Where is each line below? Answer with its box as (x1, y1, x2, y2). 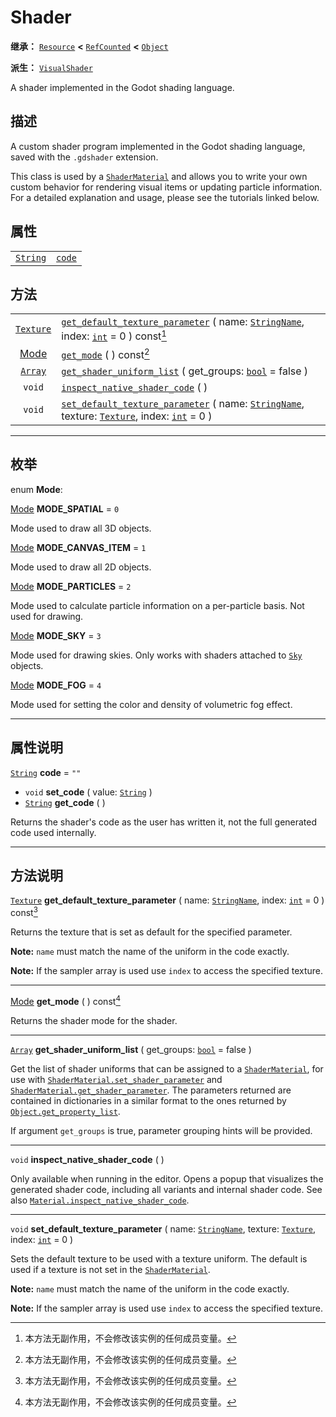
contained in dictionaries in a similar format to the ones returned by (10, 1094, 287, 1106)
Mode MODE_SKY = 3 (10, 629, 102, 641)
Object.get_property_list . (10, 1105, 121, 1117)
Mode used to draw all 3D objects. (10, 522, 152, 534)
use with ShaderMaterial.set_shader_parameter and (10, 1073, 223, 1085)
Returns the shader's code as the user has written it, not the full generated (10, 816, 318, 828)
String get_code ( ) (24, 796, 106, 808)
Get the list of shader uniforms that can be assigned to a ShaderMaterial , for (10, 1062, 324, 1075)
